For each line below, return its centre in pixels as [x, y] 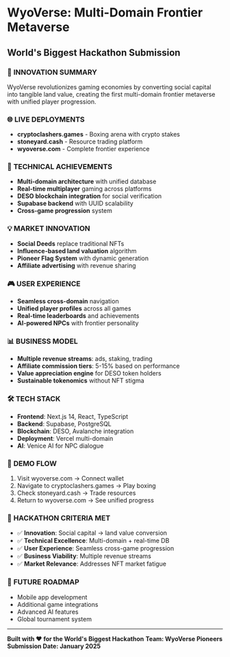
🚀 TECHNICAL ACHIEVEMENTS [60, 167]
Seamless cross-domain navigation [68, 301]
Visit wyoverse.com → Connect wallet [71, 478]
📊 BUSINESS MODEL [42, 341]
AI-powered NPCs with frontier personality [78, 323]
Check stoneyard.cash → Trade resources [76, 493]
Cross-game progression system [65, 211]
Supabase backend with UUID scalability [75, 203]
